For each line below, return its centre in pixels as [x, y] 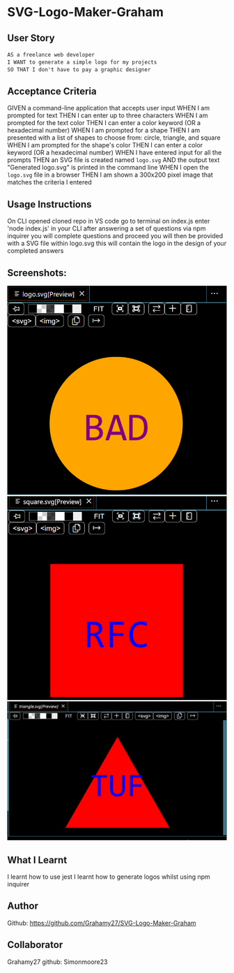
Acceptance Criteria [52, 92]
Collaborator [35, 945]
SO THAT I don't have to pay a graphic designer [79, 69]
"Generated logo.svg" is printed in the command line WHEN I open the [108, 168]
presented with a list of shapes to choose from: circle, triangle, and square [114, 138]
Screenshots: [37, 273]
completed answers [36, 251]
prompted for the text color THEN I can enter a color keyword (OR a [104, 123]
